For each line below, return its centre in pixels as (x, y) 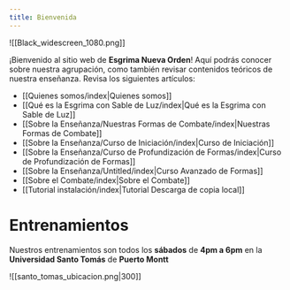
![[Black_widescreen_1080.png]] (67, 42)
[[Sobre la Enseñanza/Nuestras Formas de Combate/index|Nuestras (146, 124)
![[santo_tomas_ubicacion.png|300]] (75, 276)
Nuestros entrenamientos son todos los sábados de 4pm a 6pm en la (136, 249)
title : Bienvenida (43, 17)
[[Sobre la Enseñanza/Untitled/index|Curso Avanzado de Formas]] (142, 171)
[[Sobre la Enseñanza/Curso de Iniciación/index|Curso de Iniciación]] (148, 142)
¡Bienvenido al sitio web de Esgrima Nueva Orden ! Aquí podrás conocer (141, 59)
